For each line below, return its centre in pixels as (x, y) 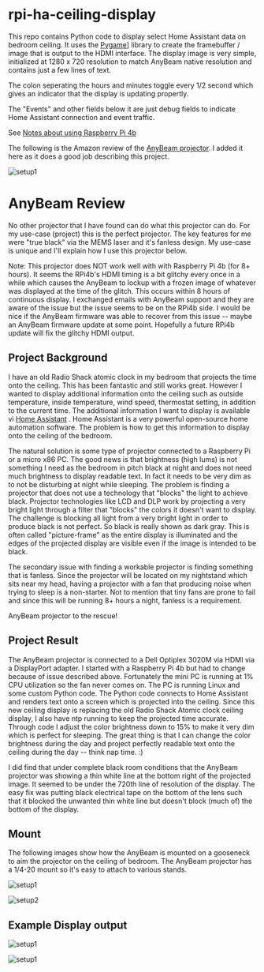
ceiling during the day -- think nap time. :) (76, 752)
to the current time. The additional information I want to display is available (129, 410)
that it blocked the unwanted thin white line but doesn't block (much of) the (130, 801)
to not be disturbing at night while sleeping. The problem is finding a (119, 484)
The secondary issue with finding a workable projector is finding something (131, 567)
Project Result (43, 641)
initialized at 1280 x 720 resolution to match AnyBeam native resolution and (130, 62)
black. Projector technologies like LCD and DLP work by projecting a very (127, 501)
